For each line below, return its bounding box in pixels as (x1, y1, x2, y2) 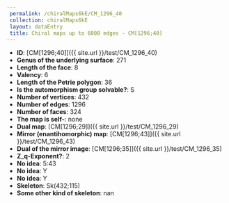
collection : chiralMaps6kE (9, 17, 88, 24)
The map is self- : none (16, 115, 83, 124)
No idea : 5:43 (16, 159, 56, 168)
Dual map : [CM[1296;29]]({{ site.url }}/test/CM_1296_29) (16, 122, 179, 131)
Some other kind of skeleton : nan (16, 189, 114, 197)
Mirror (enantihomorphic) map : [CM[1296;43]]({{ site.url (16, 130, 181, 138)
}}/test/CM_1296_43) (16, 137, 76, 146)
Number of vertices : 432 (16, 93, 90, 101)
